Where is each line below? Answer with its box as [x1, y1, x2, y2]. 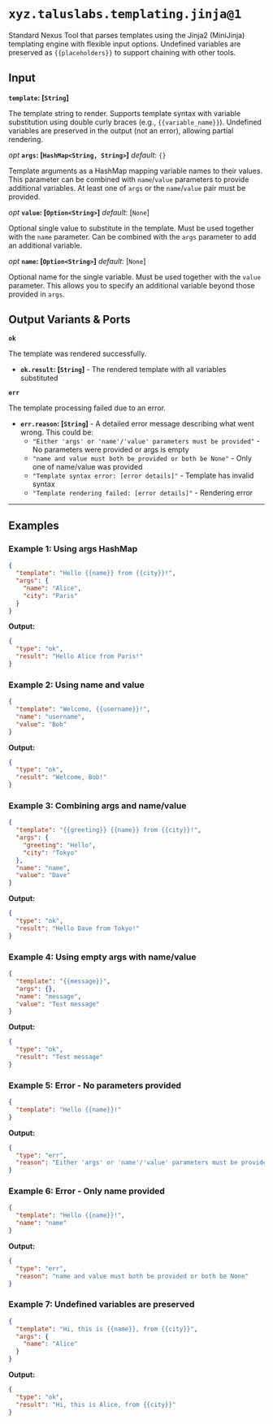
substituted [19, 373, 58, 383]
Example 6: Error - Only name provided [8, 1185, 165, 1197]
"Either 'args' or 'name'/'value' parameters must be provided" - [32, 435, 260, 445]
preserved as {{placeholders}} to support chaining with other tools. [8, 47, 236, 57]
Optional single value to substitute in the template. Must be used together [8, 223, 254, 233]
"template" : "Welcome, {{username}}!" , [15, 705, 151, 713]
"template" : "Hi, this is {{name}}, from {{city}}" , [15, 1325, 198, 1333]
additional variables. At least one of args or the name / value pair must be [8, 183, 246, 193]
